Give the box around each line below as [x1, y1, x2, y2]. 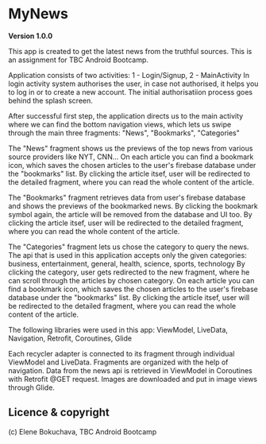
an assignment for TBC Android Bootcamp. [8, 55, 149, 64]
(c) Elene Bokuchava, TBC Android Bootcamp [8, 426, 157, 436]
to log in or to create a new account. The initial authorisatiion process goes [8, 87, 253, 96]
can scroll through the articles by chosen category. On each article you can [8, 275, 255, 285]
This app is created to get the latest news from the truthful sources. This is [8, 46, 253, 56]
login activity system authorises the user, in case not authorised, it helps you [8, 79, 259, 88]
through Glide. [8, 383, 56, 392]
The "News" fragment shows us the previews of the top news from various [8, 143, 253, 153]
